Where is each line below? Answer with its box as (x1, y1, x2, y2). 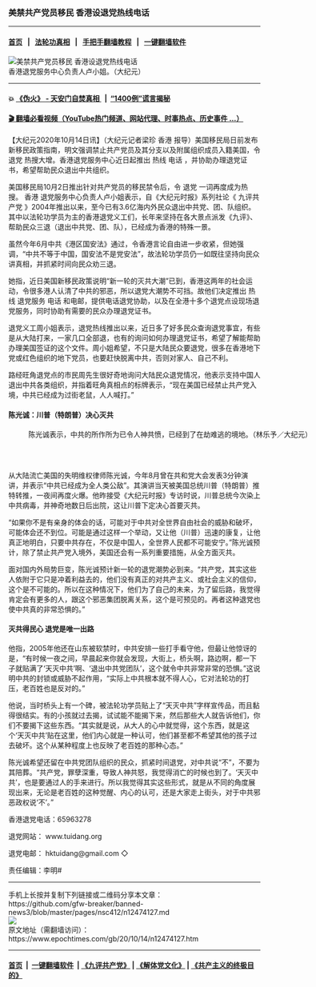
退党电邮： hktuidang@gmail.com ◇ (8, 848, 129, 857)
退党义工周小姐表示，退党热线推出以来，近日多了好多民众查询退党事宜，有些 (8, 323, 261, 333)
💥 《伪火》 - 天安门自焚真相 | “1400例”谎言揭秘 (8, 94, 170, 103)
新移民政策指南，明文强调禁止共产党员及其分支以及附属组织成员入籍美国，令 (8, 146, 261, 155)
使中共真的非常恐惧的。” (8, 604, 86, 613)
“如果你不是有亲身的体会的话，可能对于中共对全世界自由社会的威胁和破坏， (8, 517, 258, 527)
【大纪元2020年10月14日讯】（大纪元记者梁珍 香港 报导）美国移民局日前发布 (8, 135, 258, 145)
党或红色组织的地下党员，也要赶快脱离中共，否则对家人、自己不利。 (8, 354, 233, 363)
